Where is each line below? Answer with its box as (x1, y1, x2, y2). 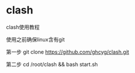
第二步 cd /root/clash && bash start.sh (6, 61, 98, 68)
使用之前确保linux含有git (6, 36, 65, 43)
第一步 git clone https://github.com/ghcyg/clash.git (6, 48, 129, 55)
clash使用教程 (6, 23, 40, 30)
